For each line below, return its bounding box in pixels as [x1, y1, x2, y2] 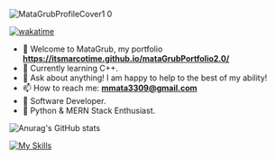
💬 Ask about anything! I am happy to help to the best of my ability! [22, 72, 268, 83]
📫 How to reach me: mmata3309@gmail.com [22, 82, 198, 93]
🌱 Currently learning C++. [22, 63, 119, 73]
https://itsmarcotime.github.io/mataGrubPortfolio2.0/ [22, 53, 230, 63]
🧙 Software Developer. [22, 96, 106, 106]
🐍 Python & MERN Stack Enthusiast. [22, 105, 156, 116]
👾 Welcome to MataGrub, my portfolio [22, 43, 163, 54]
